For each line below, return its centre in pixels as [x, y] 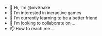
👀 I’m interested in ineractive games [45, 13]
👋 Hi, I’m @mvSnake [30, 8]
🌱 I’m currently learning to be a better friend [54, 18]
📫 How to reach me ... [32, 28]
